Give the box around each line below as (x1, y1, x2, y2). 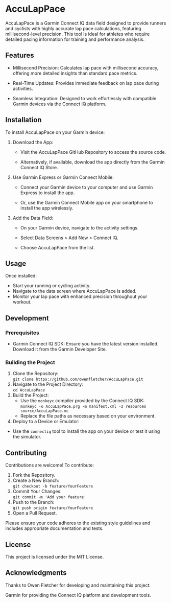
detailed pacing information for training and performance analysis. (5, 36, 144, 42)
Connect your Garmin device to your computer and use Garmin (20, 184, 153, 190)
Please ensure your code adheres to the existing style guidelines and (5, 520, 151, 526)
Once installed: (5, 273, 37, 279)
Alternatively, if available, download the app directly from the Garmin (20, 159, 165, 165)
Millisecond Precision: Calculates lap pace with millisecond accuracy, (12, 64, 159, 71)
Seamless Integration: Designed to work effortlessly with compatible (12, 95, 157, 101)
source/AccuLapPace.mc (20, 408, 69, 414)
